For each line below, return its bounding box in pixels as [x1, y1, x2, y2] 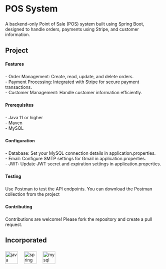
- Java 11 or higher [5, 115, 43, 121]
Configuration [5, 138, 35, 144]
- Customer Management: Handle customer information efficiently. [5, 90, 142, 96]
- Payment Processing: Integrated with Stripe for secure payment [5, 79, 139, 85]
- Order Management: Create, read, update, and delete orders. [5, 74, 134, 80]
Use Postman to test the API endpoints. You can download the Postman [5, 186, 152, 192]
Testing [5, 173, 21, 179]
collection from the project [5, 191, 60, 197]
